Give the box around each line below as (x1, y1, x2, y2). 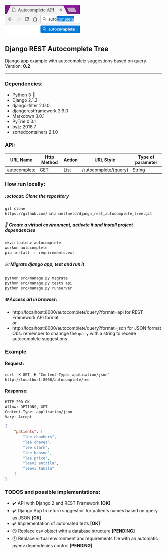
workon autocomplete (5, 245, 48, 250)
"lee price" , (23, 455, 50, 461)
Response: (5, 388, 28, 394)
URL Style (94, 157, 116, 163)
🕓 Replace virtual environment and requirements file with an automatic (12, 535, 158, 542)
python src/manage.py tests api (5, 280, 72, 286)
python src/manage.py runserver (5, 285, 72, 291)
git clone (5, 206, 26, 211)
